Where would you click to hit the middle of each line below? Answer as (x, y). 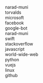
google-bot (16, 28)
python (12, 60)
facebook (14, 23)
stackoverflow (19, 44)
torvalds (13, 12)
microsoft (14, 18)
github (11, 75)
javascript (15, 49)
